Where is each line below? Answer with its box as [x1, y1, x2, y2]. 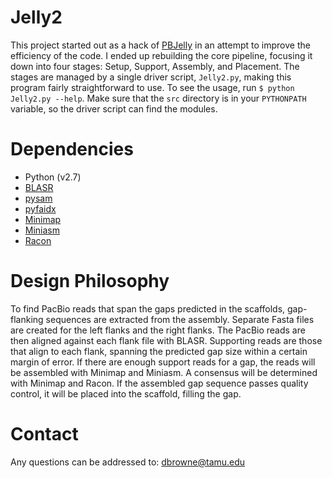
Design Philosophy [10, 270, 170, 293]
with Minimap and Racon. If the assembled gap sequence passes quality [10, 377, 309, 389]
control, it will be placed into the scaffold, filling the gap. [10, 387, 242, 400]
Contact [10, 423, 79, 445]
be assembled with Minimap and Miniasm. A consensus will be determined [10, 366, 318, 378]
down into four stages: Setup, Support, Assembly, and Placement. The [10, 60, 300, 72]
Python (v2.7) [24, 171, 82, 183]
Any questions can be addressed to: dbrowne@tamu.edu [10, 456, 246, 468]
